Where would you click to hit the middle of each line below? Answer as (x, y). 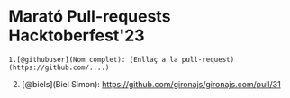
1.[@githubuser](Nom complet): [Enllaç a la (93, 59)
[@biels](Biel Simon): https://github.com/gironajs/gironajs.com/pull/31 (151, 84)
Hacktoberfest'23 (77, 36)
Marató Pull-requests (90, 17)
